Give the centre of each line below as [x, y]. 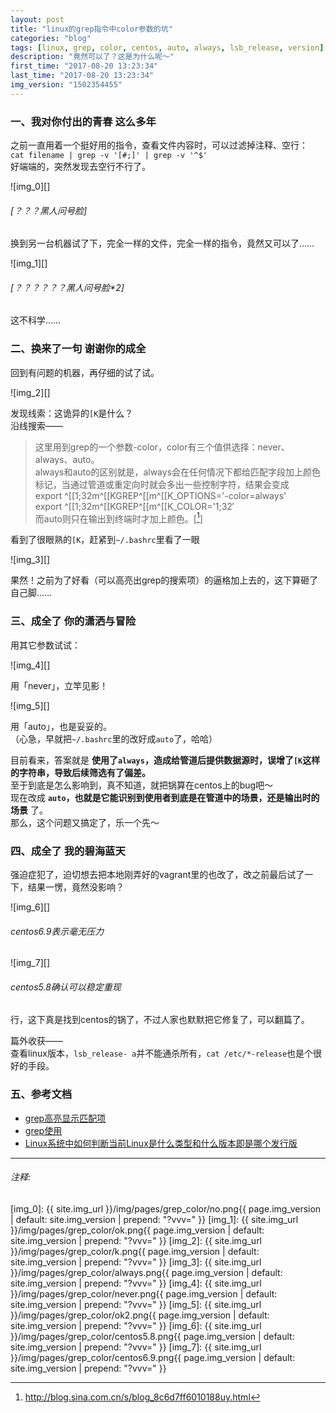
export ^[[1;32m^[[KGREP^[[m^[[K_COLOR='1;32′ [134, 506]
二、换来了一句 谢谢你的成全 [78, 349]
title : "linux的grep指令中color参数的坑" [91, 29]
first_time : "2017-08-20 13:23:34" [84, 66]
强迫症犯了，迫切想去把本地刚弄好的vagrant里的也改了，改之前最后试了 [157, 874]
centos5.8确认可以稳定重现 [66, 987]
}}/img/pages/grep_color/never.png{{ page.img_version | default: [144, 1293]
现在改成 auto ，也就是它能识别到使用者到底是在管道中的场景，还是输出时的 [165, 797]
